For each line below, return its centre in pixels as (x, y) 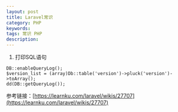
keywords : (19, 28)
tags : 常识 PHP (24, 34)
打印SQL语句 (31, 57)
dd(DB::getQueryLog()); (36, 84)
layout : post (22, 12)
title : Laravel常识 (30, 17)
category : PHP (24, 23)
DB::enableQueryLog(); (34, 69)
